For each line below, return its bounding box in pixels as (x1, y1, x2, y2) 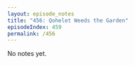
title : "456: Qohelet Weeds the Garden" (7, 17, 129, 24)
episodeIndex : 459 (7, 23, 62, 30)
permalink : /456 (7, 30, 55, 37)
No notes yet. (7, 49, 47, 58)
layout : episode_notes (7, 10, 75, 18)
